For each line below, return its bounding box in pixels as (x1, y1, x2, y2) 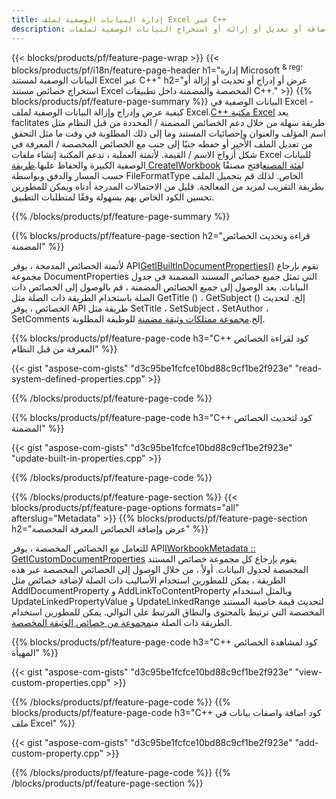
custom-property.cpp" (11, 747, 104, 760)
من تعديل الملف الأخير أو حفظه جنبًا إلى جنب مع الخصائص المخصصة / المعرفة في (11, 138, 313, 150)
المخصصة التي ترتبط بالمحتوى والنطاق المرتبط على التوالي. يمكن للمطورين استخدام (11, 606, 325, 618)
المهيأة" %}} (11, 647, 59, 659)
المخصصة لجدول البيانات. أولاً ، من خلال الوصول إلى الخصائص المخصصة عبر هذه (11, 564, 309, 576)
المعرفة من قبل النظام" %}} (11, 343, 118, 355)
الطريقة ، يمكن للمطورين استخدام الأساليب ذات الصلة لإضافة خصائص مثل (11, 574, 286, 586)
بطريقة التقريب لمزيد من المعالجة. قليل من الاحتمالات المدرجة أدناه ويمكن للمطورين (11, 181, 325, 193)
